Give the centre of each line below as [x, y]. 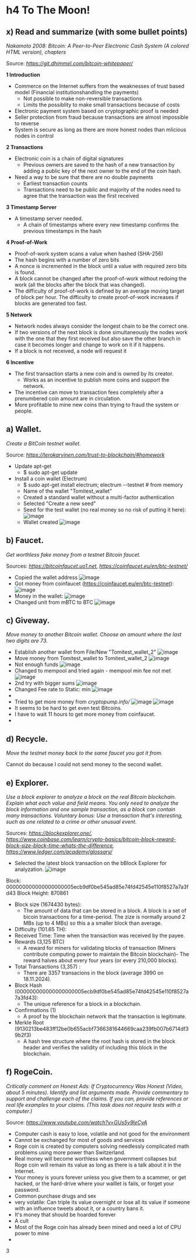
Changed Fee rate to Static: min [52, 689]
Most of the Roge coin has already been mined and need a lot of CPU [98, 1227]
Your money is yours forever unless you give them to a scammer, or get [100, 1177]
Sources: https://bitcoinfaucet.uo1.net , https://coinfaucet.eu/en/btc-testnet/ [97, 566]
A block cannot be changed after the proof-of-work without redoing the [100, 278]
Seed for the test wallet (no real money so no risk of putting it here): [105, 509]
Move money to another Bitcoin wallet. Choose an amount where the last [94, 634]
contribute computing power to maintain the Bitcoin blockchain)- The [106, 954]
